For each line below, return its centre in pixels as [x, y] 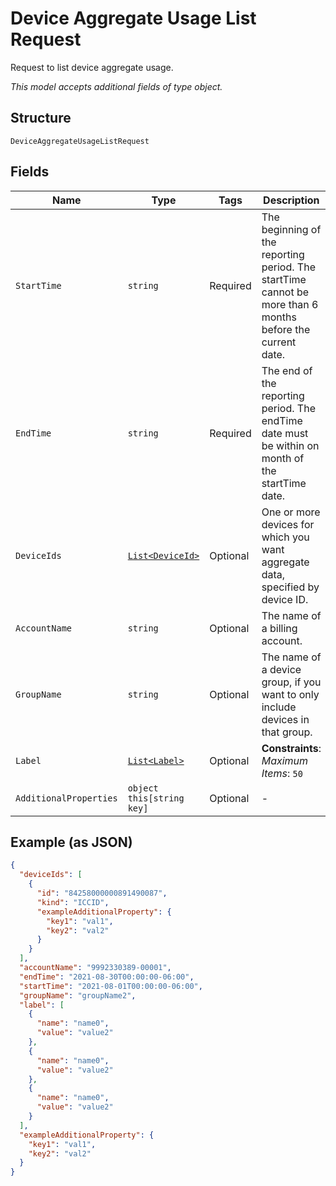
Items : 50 [282, 773]
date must [285, 433]
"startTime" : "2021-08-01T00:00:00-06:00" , [111, 986]
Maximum [285, 760]
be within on [290, 445]
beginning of [291, 229]
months [279, 317]
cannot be [285, 292]
